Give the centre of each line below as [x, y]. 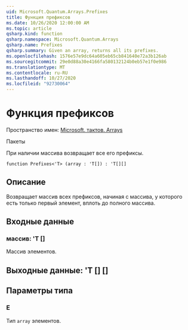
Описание [26, 182]
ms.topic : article [29, 28]
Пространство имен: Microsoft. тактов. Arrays [64, 129]
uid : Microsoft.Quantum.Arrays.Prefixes [57, 12]
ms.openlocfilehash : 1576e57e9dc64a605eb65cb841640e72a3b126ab [87, 56]
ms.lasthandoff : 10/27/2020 [41, 78]
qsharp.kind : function [34, 34]
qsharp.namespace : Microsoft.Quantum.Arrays [62, 39]
